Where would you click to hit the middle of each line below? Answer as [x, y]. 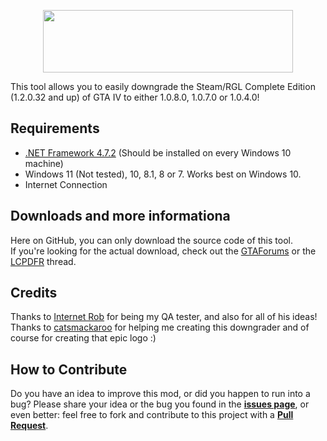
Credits [34, 293]
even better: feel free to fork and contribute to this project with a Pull [152, 415]
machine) [44, 163]
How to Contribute [69, 369]
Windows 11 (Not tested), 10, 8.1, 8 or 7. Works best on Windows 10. [163, 174]
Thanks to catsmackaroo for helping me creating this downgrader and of [160, 327]
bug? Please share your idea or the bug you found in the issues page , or [160, 404]
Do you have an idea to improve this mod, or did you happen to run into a [160, 394]
